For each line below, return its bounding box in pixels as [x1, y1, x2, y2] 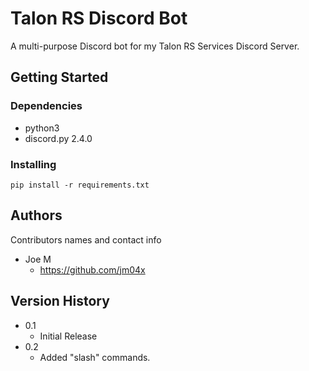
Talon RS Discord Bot [10, 7, 188, 30]
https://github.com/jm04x [39, 263, 146, 276]
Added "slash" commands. [39, 351, 151, 363]
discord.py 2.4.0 [24, 132, 93, 144]
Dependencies [10, 99, 83, 113]
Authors [10, 207, 63, 224]
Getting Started [10, 69, 109, 86]
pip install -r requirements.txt [10, 180, 150, 190]
